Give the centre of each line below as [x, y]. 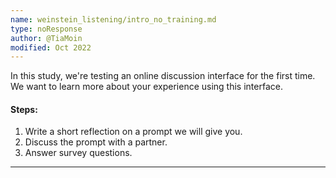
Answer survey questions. [78, 153]
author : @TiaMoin [46, 38]
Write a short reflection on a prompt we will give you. [133, 132]
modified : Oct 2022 [51, 47]
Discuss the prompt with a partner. [96, 142]
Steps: [24, 109]
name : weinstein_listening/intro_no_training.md [113, 19]
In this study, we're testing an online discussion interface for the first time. [163, 76]
